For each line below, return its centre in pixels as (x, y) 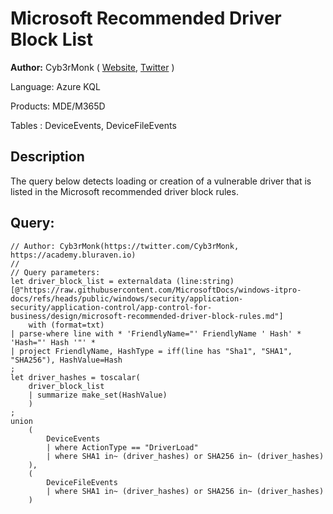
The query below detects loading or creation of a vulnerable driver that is (161, 181)
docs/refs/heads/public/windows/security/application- (127, 298)
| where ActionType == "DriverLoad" (122, 447)
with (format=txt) (66, 325)
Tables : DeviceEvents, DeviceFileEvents (93, 125)
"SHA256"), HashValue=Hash (66, 360)
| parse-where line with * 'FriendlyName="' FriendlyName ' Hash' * (156, 333)
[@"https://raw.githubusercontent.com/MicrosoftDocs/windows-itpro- (156, 290)
